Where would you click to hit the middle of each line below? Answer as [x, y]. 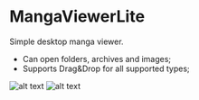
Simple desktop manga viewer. [66, 41]
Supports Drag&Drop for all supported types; [106, 68]
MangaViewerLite [77, 17]
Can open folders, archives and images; [97, 59]
